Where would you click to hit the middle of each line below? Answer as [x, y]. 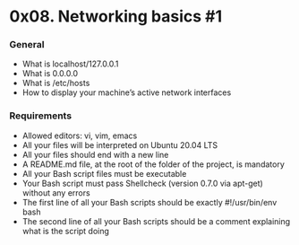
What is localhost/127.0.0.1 [70, 64]
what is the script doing [66, 231]
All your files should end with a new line [95, 154]
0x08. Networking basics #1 [116, 17]
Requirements [41, 116]
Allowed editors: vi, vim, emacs [80, 136]
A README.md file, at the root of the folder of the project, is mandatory [153, 164]
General [27, 45]
